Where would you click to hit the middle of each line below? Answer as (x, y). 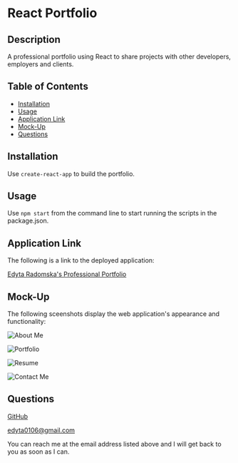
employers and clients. (41, 64)
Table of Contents (48, 87)
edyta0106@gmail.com (41, 430)
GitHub (18, 416)
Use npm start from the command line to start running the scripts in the (112, 213)
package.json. (28, 221)
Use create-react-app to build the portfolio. (71, 173)
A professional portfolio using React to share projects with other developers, (119, 56)
